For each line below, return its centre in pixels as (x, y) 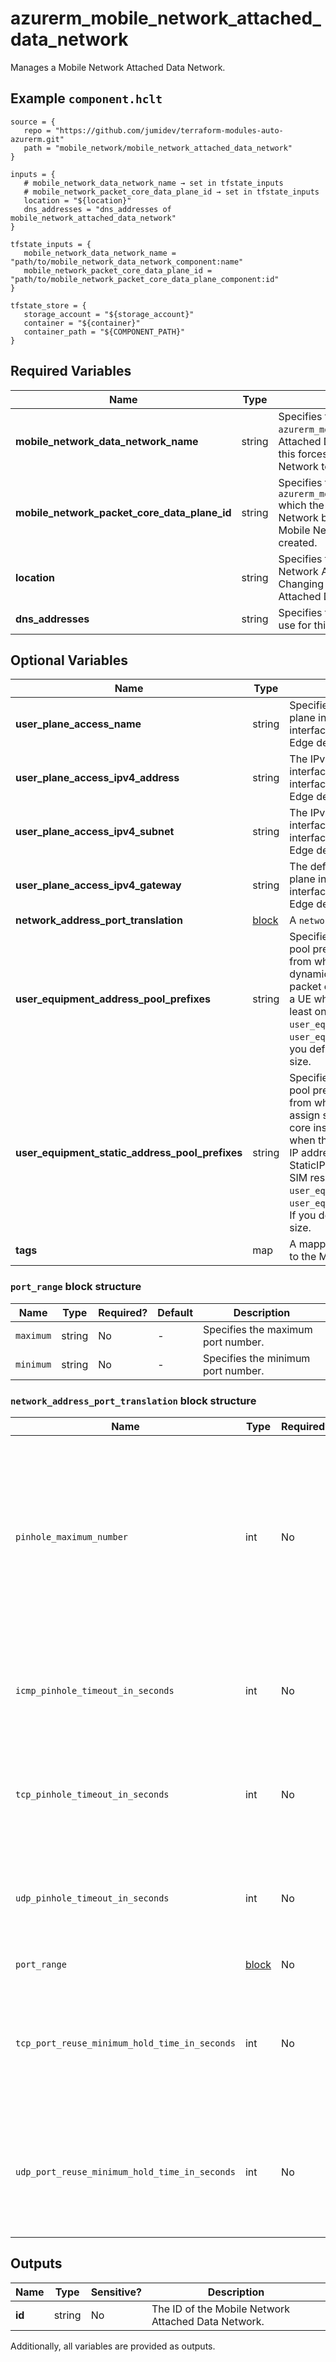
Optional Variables (69, 660)
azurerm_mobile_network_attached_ (166, 18)
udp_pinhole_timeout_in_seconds (92, 1898)
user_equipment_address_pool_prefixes (113, 999)
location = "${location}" (77, 200)
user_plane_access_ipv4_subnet (95, 832)
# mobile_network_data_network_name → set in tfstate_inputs (153, 183)
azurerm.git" (37, 139)
